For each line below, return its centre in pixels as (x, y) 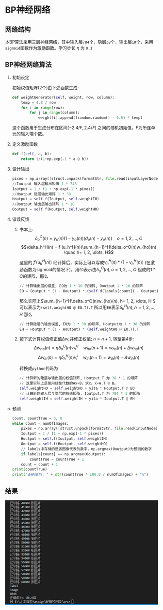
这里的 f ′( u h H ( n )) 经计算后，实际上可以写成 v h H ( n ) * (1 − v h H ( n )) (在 (85, 262)
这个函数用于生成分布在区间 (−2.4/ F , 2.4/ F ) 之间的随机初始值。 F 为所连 (81, 128)
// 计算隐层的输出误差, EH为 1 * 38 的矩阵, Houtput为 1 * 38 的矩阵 (85, 324)
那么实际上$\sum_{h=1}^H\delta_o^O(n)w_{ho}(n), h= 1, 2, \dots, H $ (87, 301)
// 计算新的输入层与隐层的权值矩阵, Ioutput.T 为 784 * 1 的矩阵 (80, 393)
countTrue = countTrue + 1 (57, 459)
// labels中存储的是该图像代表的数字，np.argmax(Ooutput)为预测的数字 (86, 449)
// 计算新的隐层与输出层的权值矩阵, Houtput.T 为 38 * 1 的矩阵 (79, 378)
